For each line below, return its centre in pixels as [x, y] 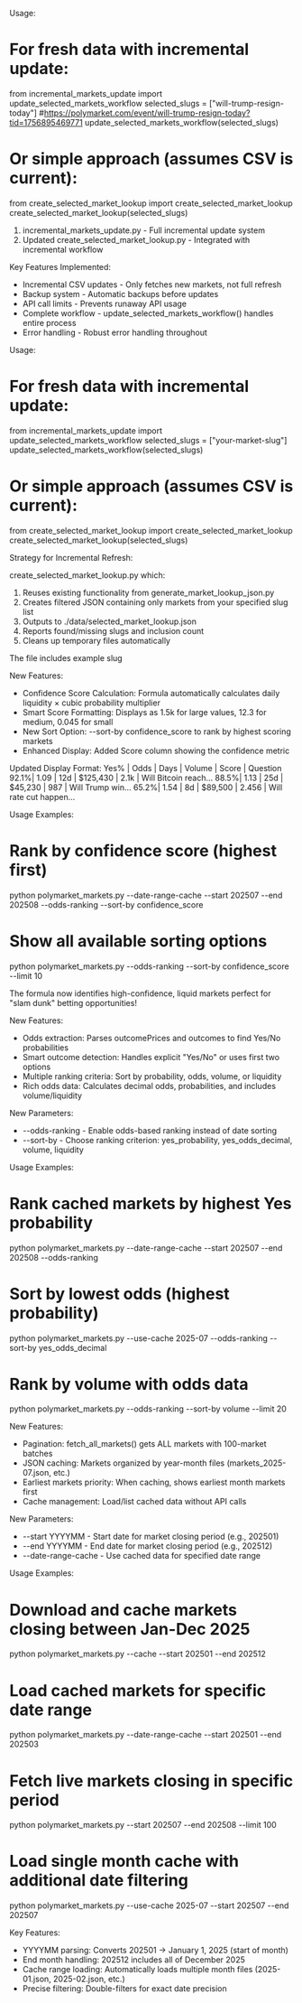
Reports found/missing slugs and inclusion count [113, 630]
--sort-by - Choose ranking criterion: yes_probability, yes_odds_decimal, [157, 1140]
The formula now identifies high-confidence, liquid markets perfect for [140, 993]
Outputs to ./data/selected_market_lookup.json [109, 621]
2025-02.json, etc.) [89, 1979]
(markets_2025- [256, 1463]
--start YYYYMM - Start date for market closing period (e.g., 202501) [151, 1537]
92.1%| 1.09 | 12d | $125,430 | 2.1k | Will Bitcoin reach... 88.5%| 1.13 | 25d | [146, 778]
